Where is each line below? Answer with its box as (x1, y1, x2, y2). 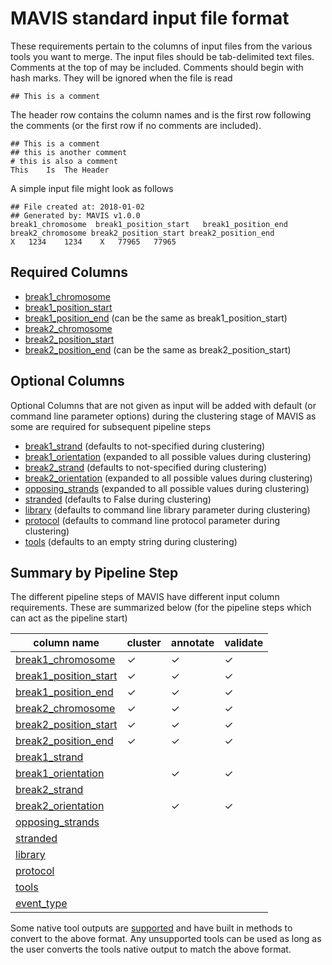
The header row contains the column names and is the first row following (10, 108, 312, 121)
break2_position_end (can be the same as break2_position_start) (24, 343, 292, 356)
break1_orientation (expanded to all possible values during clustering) (24, 450, 312, 462)
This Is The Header (10, 165, 110, 175)
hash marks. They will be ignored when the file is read (10, 72, 233, 84)
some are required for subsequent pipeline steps (10, 420, 212, 432)
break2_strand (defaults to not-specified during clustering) (24, 461, 268, 473)
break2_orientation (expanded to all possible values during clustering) (24, 472, 313, 484)
